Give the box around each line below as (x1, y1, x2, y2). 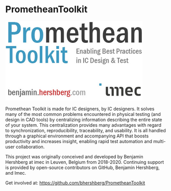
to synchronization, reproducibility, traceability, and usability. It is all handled (5, 127, 166, 133)
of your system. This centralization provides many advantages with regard (5, 122, 162, 128)
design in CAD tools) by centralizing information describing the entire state (5, 116, 162, 123)
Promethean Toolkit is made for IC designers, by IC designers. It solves (5, 106, 155, 112)
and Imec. (5, 170, 27, 176)
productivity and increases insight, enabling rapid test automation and (5, 138, 152, 144)
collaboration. (16, 144, 45, 150)
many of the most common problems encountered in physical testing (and (5, 111, 161, 117)
